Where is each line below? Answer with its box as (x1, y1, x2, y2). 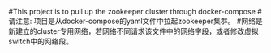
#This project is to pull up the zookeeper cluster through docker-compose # (8, 7, 262, 16)
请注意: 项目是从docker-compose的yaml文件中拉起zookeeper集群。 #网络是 (8, 16, 263, 26)
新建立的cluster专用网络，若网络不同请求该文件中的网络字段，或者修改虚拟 (8, 26, 259, 35)
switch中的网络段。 (8, 36, 73, 46)
